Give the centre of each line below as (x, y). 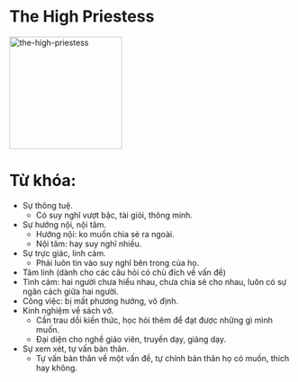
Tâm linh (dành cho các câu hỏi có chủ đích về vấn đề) (124, 272)
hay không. (57, 368)
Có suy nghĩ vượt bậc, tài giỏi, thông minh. (114, 215)
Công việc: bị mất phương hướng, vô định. (100, 301)
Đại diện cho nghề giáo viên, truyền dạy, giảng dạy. (131, 339)
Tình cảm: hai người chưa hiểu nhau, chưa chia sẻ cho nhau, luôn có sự (154, 281)
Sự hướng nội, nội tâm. (64, 224)
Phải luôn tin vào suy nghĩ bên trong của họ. (117, 262)
